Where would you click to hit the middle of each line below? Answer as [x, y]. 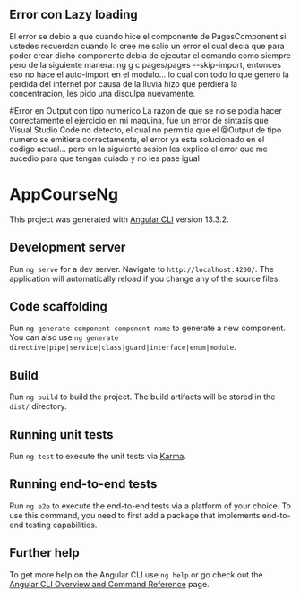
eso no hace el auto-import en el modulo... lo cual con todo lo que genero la [149, 74]
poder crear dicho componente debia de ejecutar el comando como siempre [150, 55]
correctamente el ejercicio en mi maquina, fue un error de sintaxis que [139, 120]
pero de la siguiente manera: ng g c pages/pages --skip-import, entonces [146, 64]
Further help [45, 553]
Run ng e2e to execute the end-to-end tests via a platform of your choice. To [150, 506]
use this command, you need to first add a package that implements [135, 515]
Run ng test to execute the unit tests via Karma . [98, 456]
